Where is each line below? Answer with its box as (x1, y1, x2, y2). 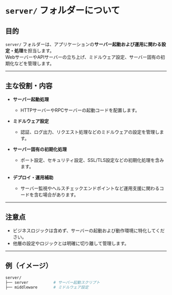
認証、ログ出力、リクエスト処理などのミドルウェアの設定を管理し (20, 129, 160, 135)
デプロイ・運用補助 (12, 174, 54, 180)
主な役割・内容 (5, 81, 53, 90)
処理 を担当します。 (14, 48, 55, 54)
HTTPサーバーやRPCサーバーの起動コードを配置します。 (20, 107, 140, 113)
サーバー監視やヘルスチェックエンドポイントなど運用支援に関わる (20, 185, 160, 191)
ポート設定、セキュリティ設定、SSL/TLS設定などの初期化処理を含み (20, 157, 164, 163)
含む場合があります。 (34, 192, 79, 198)
